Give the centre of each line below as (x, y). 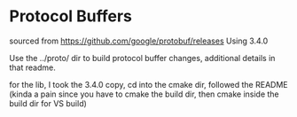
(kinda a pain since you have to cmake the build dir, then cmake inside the (144, 94)
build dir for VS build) (48, 103)
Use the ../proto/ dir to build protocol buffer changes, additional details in (142, 58)
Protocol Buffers (71, 16)
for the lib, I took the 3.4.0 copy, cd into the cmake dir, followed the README (148, 84)
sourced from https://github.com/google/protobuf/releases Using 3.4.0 (139, 41)
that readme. (32, 67)
